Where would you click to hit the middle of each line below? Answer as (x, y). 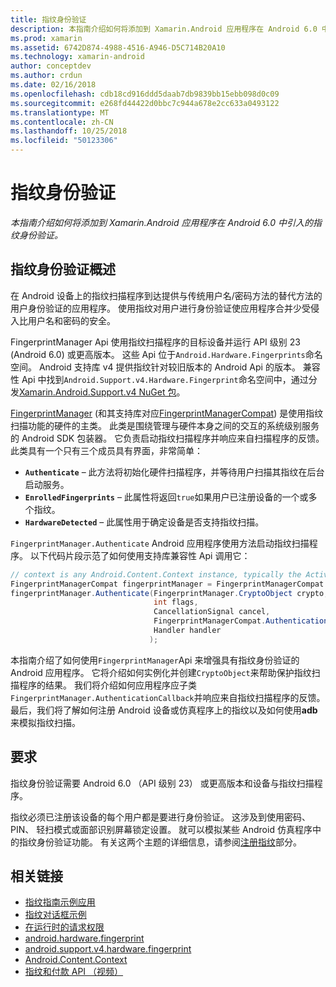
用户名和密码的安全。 (71, 320)
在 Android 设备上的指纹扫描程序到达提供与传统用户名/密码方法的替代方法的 (166, 295)
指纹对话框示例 (55, 915)
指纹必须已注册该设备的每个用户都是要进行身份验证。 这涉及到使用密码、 (160, 817)
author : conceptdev (51, 66)
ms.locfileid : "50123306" (64, 141)
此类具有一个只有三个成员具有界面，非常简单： (106, 450)
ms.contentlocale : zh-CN (62, 122)
